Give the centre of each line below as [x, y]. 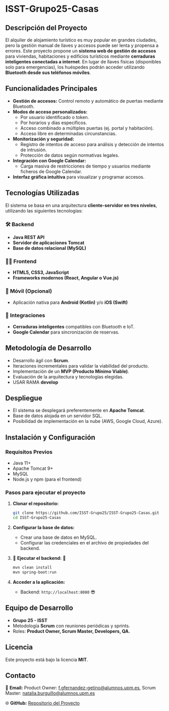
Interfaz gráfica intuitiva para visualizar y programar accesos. [78, 177]
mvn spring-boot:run [34, 573]
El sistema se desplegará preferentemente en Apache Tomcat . [79, 410]
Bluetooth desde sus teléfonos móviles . [48, 73]
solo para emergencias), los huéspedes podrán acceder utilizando [75, 67]
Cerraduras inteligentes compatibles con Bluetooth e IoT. [74, 326]
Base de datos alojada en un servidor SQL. [57, 416]
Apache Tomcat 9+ [33, 468]
